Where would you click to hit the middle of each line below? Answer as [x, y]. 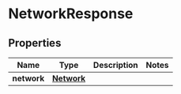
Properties [35, 43]
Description [116, 65]
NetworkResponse [71, 14]
